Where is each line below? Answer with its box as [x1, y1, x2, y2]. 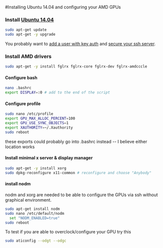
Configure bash [5, 74, 38, 80]
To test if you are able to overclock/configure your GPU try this [5, 229, 131, 235]
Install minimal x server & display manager [5, 155, 93, 161]
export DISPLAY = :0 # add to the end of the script [5, 90, 110, 95]
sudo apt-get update [5, 27, 47, 32]
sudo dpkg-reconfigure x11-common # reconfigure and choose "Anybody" [5, 170, 152, 175]
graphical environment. [5, 197, 52, 203]
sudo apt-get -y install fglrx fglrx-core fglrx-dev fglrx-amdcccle [5, 64, 147, 69]
